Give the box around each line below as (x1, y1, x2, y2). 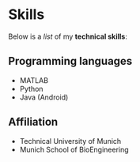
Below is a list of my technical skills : (8, 32, 128, 41)
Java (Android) (19, 92, 69, 102)
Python (19, 84, 44, 93)
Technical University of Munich (19, 136, 122, 145)
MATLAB (19, 75, 49, 85)
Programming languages (8, 55, 133, 68)
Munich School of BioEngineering (19, 145, 129, 154)
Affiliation (8, 115, 59, 129)
